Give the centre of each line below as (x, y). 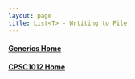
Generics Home (35, 49)
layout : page (30, 16)
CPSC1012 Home (37, 67)
